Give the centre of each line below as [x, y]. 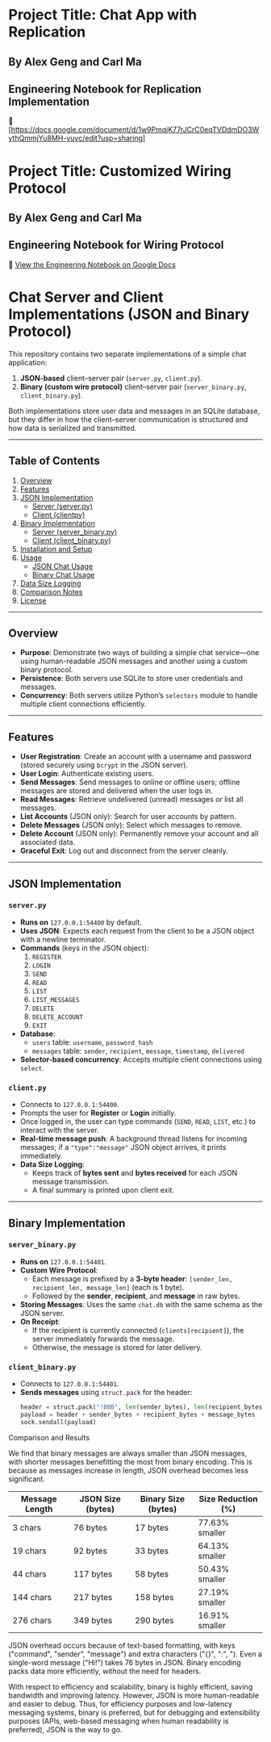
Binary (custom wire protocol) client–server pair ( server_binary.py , [133, 386]
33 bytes [152, 1551]
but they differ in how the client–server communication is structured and [128, 419]
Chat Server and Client [86, 297]
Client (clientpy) [58, 515]
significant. [27, 1479]
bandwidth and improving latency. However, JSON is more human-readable [134, 1695]
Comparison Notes [51, 591]
